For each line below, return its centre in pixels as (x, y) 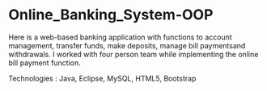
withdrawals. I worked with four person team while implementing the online (133, 54)
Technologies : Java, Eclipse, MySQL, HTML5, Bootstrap (102, 78)
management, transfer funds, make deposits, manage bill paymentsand (127, 45)
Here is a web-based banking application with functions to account (120, 37)
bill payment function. (44, 63)
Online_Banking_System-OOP (111, 15)
